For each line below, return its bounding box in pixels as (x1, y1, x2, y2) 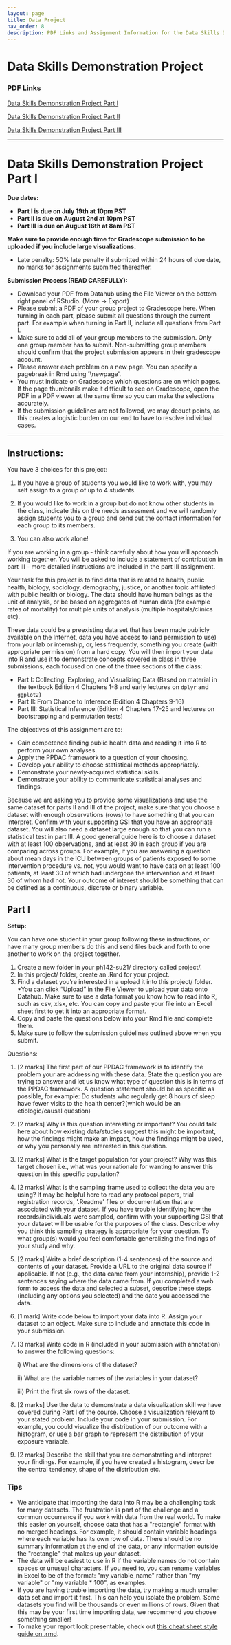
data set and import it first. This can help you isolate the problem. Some (16, 1593, 220, 1601)
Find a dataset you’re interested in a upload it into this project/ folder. (16, 978, 213, 986)
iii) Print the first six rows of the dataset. (16, 1387, 131, 1396)
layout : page (7, 10, 45, 17)
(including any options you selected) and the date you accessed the (16, 1292, 210, 1300)
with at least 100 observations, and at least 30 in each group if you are (7, 840, 206, 848)
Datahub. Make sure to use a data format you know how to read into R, (16, 992, 218, 1001)
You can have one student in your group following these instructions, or (7, 935, 210, 944)
